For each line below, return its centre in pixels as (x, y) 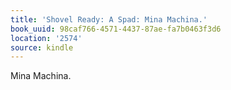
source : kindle (42, 47)
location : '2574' (46, 38)
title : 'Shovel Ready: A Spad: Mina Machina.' (109, 19)
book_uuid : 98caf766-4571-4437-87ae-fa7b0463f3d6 (116, 29)
